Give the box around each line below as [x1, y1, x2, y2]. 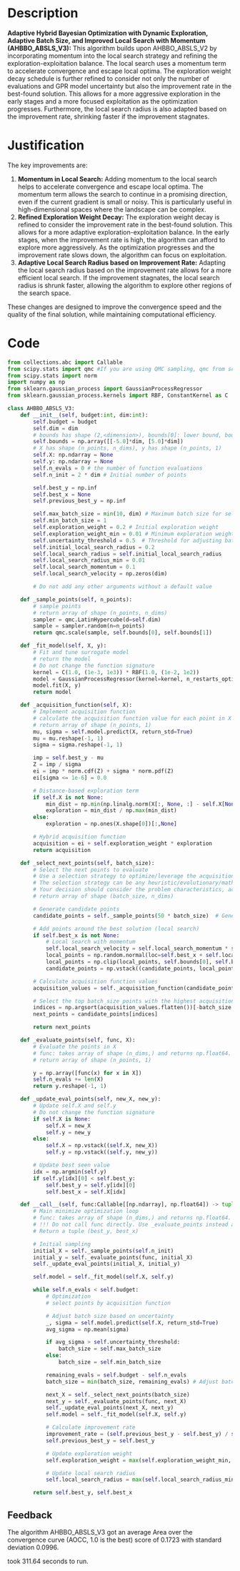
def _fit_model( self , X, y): [20, 642, 107, 650]
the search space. [17, 288, 71, 297]
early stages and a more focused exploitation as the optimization [7, 96, 198, 105]
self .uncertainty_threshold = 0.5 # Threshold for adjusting [33, 537, 222, 544]
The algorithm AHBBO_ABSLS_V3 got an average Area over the [7, 1528, 193, 1536]
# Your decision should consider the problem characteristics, [33, 886, 225, 893]
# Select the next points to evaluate [33, 866, 149, 873]
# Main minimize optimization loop [33, 1208, 139, 1215]
